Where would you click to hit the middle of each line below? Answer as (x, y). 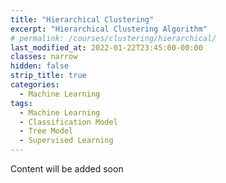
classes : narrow (44, 57)
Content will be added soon (67, 169)
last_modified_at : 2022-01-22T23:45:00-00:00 (106, 47)
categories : (35, 85)
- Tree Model (46, 131)
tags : (21, 103)
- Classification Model (68, 122)
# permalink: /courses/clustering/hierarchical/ (113, 38)
